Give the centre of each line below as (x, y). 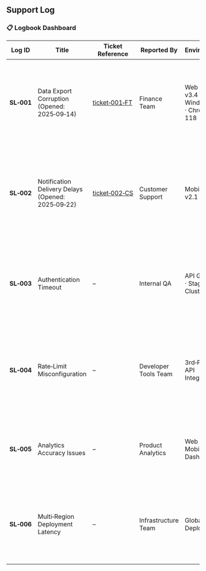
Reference (113, 53)
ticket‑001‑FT (113, 102)
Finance (151, 99)
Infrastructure (159, 520)
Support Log (31, 10)
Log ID (21, 50)
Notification (55, 182)
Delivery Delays (60, 189)
